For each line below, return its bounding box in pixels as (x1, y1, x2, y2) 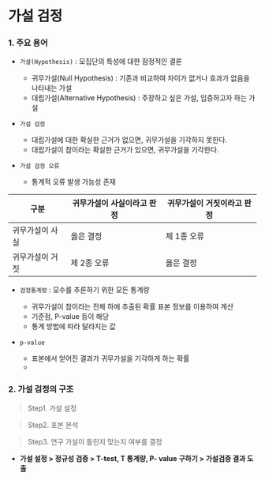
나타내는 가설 (31, 84, 73, 93)
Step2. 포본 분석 (27, 420, 79, 429)
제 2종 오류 (70, 257, 110, 268)
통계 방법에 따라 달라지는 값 (31, 321, 116, 332)
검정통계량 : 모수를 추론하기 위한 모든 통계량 (19, 285, 150, 294)
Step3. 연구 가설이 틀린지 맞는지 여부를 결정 (27, 437, 163, 446)
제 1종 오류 (165, 231, 205, 242)
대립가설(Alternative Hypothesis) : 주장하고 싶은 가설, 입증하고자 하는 (31, 93, 247, 103)
